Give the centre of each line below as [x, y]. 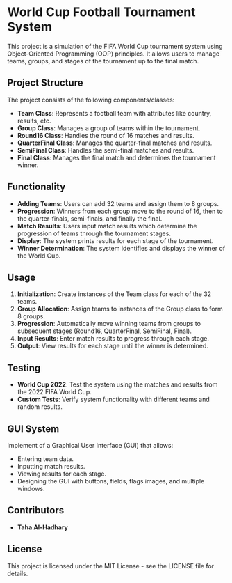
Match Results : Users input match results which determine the [107, 226]
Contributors [36, 510]
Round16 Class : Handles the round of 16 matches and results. [106, 135]
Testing [24, 367]
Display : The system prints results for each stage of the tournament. [115, 240]
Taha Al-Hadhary [42, 527]
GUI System [33, 429]
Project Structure [45, 83]
